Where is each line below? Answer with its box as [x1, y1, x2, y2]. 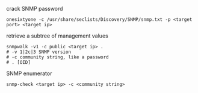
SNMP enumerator [6, 70, 52, 77]
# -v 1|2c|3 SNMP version [6, 49, 71, 55]
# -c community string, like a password [6, 54, 110, 60]
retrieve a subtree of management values [6, 32, 108, 39]
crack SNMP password [6, 5, 63, 12]
